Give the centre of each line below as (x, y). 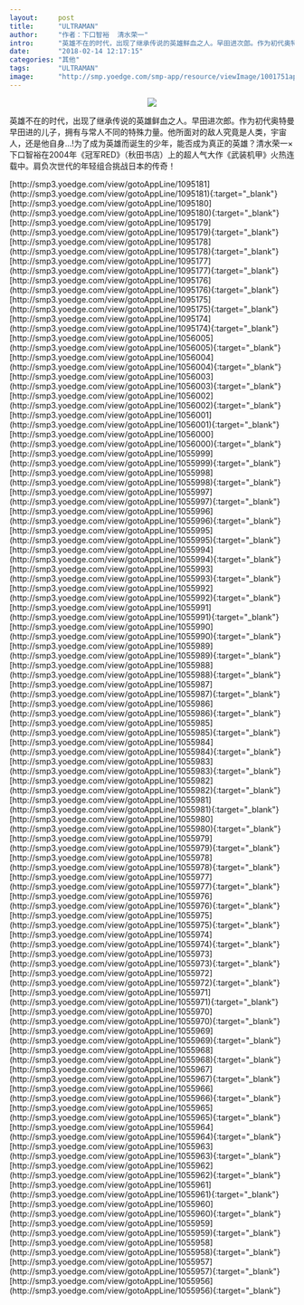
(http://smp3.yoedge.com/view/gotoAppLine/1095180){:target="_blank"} (145, 213)
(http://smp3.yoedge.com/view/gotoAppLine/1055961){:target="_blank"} (144, 1194)
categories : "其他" (45, 60)
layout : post (42, 18)
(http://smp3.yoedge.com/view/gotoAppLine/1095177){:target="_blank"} (144, 270)
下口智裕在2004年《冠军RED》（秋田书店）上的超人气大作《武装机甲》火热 (148, 154)
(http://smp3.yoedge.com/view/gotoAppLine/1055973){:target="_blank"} (145, 963)
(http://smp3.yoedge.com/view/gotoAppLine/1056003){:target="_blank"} (146, 386)
